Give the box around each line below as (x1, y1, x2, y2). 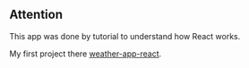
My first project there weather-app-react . (9, 48, 162, 59)
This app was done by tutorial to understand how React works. (9, 30, 241, 41)
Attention (9, 7, 63, 22)
